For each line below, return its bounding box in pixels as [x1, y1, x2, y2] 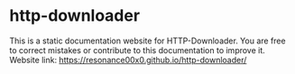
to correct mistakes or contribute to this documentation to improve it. [9, 44, 266, 55]
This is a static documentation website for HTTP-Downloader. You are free [9, 35, 286, 46]
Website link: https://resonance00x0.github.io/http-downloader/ [9, 54, 247, 65]
